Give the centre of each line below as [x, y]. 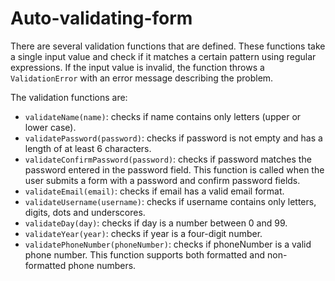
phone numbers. [102, 265]
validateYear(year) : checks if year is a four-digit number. [143, 233]
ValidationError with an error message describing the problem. [142, 78]
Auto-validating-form [101, 18]
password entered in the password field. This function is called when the [174, 169]
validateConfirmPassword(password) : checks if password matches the [168, 159]
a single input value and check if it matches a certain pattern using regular [163, 56]
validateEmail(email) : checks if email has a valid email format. [154, 191]
